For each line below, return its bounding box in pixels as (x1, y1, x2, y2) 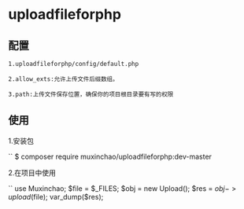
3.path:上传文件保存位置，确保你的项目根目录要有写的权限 (8, 90, 174, 98)
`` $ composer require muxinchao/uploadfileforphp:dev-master (8, 152, 213, 161)
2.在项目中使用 (8, 167, 57, 178)
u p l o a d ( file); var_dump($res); (8, 192, 104, 201)
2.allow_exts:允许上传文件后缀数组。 (8, 75, 119, 83)
